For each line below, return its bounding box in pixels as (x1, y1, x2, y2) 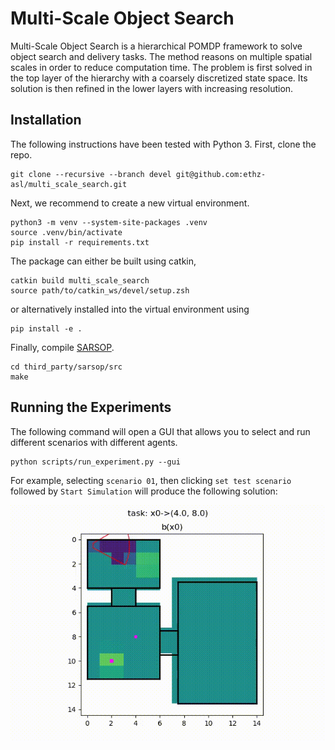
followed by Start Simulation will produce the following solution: (10, 485, 278, 497)
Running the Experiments (10, 399, 172, 416)
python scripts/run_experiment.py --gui (10, 457, 182, 467)
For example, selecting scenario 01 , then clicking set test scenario (10, 474, 292, 486)
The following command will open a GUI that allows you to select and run (10, 425, 311, 437)
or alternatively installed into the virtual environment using (10, 303, 250, 315)
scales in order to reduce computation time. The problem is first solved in (10, 61, 313, 73)
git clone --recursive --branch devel (10, 169, 172, 179)
